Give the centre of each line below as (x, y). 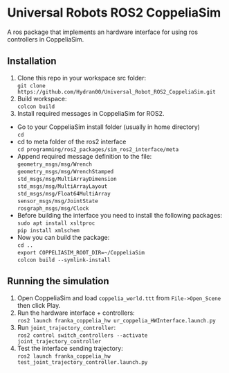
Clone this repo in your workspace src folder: (82, 78)
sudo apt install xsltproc (56, 223)
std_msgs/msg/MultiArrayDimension (67, 179)
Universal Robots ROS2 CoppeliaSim (114, 13)
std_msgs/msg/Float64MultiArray (64, 193)
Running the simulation (58, 281)
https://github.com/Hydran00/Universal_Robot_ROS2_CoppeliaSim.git (116, 92)
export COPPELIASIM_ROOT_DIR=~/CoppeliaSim (81, 252)
